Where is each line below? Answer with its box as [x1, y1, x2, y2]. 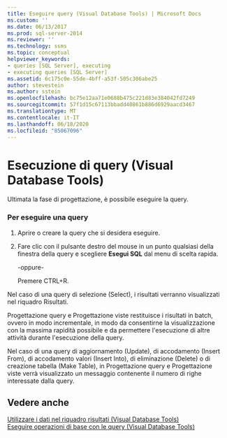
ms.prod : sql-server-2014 [7, 29, 82, 37]
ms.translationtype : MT [7, 108, 77, 115]
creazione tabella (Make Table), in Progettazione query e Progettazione [7, 361, 213, 370]
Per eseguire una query [7, 212, 89, 222]
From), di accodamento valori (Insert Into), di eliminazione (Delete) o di [7, 354, 211, 363]
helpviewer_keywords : [7, 56, 71, 63]
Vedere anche [7, 397, 70, 409]
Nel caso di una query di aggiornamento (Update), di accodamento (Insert [7, 346, 221, 355]
